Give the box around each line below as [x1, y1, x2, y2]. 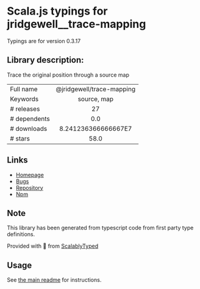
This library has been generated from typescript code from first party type [7, 224, 194, 232]
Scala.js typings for [7, 4, 108, 18]
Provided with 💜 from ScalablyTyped [7, 242, 99, 250]
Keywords [10, 94, 39, 103]
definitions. [7, 231, 35, 238]
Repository [15, 184, 43, 191]
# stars [10, 134, 30, 142]
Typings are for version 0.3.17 [7, 37, 81, 44]
